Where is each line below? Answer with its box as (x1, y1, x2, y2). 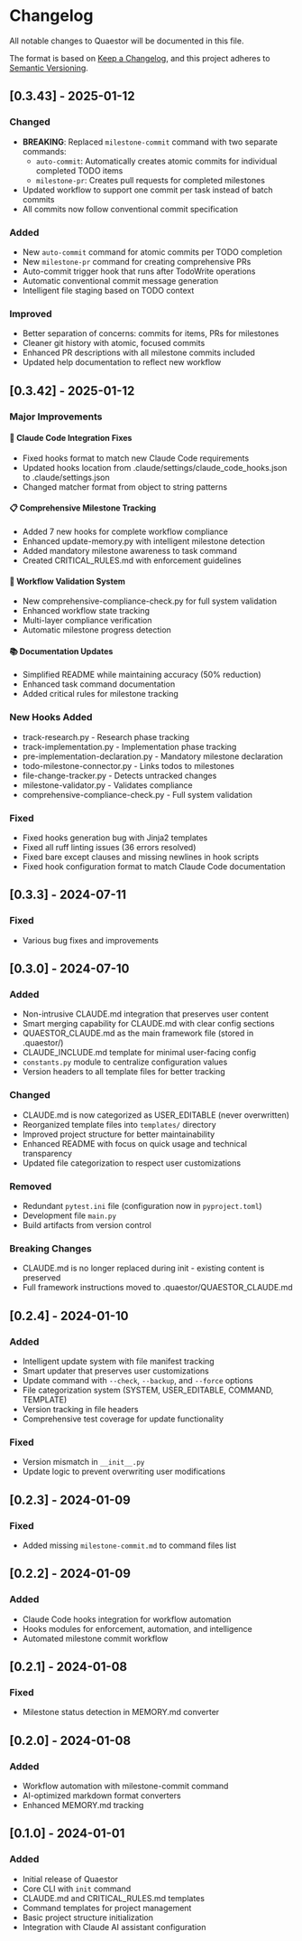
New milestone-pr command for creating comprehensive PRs (22, 256, 252, 267)
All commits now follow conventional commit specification (22, 203, 239, 214)
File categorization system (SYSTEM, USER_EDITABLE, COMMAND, (22, 1384, 274, 1395)
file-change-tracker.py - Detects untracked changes (22, 770, 217, 781)
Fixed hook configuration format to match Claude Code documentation (22, 860, 286, 872)
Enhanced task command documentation (22, 679, 176, 689)
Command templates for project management (22, 1902, 192, 1913)
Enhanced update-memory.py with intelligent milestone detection (22, 535, 266, 547)
